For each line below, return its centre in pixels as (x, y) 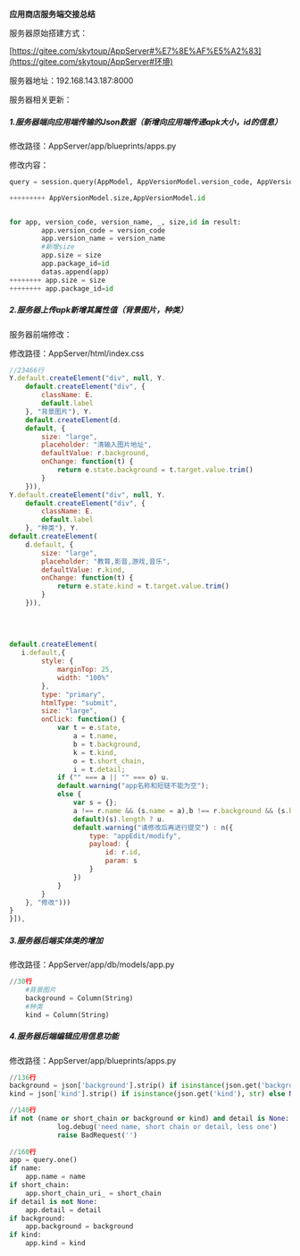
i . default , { (43, 653)
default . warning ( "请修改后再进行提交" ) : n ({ (153, 827)
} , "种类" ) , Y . (52, 528)
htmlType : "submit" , (79, 703)
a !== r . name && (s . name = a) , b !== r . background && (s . (181, 810)
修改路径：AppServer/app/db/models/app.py (92, 964)
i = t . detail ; (99, 769)
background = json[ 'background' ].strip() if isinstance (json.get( (135, 1086)
